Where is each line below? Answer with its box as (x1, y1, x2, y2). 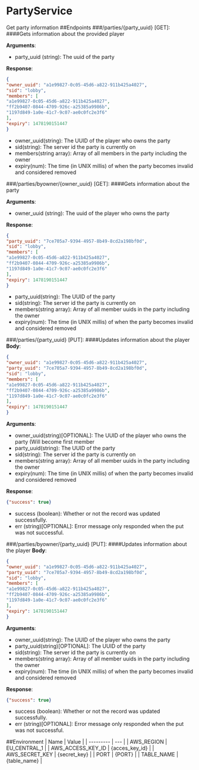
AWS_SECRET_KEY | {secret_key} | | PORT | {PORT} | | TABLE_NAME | (6, 751, 179, 758)
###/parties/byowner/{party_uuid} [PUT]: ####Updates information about (6, 540, 187, 547)
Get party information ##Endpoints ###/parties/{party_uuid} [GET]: (6, 24, 170, 31)
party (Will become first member (14, 438, 95, 445)
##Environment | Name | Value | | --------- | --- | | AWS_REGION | (6, 738, 168, 746)
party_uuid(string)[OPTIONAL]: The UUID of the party (14, 642, 146, 650)
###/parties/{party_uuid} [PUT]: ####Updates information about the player (6, 336, 190, 344)
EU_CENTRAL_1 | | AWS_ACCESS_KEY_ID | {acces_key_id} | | (6, 744, 154, 752)
